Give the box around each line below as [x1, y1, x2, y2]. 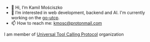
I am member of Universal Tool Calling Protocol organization [4, 31, 124, 37]
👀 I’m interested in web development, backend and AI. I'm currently [11, 10, 145, 15]
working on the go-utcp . [11, 15, 60, 20]
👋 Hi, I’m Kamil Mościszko [11, 5, 63, 10]
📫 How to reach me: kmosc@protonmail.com [11, 20, 102, 26]
